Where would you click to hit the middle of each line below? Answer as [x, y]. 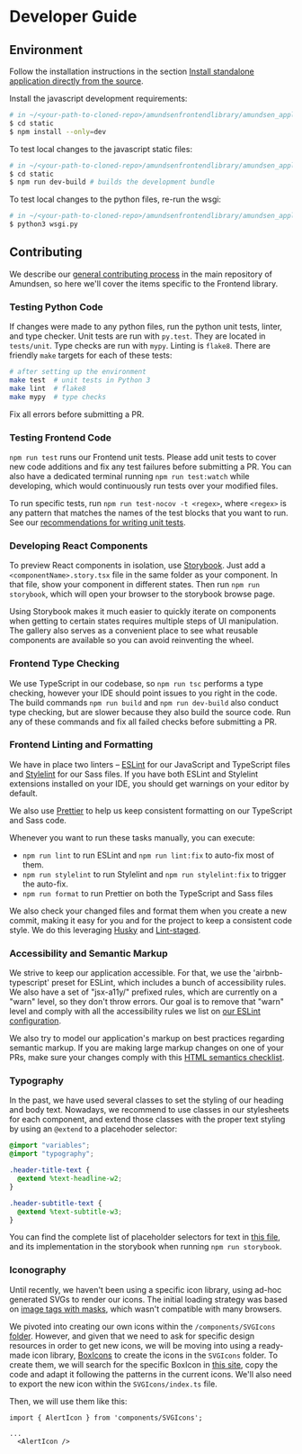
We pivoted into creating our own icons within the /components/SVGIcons [142, 1326]
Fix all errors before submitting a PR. [77, 414]
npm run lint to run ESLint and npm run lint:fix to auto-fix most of [148, 855]
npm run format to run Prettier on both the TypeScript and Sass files [148, 893]
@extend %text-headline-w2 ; [70, 1179]
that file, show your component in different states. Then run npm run [135, 585]
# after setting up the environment [78, 372]
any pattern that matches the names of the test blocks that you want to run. [149, 513]
